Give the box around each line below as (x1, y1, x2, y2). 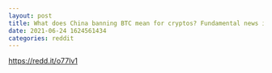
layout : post (8, 11, 53, 20)
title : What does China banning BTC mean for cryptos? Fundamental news (8, 19, 259, 27)
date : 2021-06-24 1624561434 (8, 26, 107, 34)
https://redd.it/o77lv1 (8, 56, 79, 66)
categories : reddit (8, 34, 74, 43)
